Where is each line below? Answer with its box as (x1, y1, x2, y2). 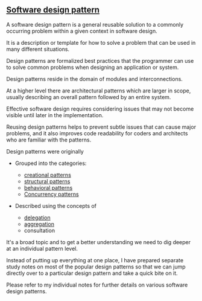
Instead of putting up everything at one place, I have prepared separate (6, 256, 184, 264)
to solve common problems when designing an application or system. (6, 63, 179, 71)
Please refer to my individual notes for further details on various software (6, 281, 188, 288)
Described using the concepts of (14, 202, 97, 209)
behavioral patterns (24, 184, 73, 191)
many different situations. (6, 45, 70, 53)
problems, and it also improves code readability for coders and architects (6, 129, 188, 137)
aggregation (24, 220, 54, 227)
